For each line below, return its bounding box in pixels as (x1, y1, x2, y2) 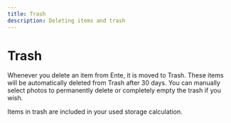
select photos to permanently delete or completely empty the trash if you (7, 86, 222, 95)
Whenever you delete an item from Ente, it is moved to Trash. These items (7, 71, 224, 80)
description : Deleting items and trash (7, 17, 126, 24)
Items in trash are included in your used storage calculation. (7, 107, 183, 116)
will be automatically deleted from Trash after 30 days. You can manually (7, 79, 220, 87)
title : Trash (7, 10, 46, 18)
